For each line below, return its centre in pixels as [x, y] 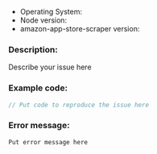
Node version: [43, 20]
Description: [33, 49]
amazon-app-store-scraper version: [80, 29]
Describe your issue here [50, 67]
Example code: [38, 88]
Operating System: [51, 12]
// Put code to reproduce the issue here [79, 105]
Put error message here [48, 142]
